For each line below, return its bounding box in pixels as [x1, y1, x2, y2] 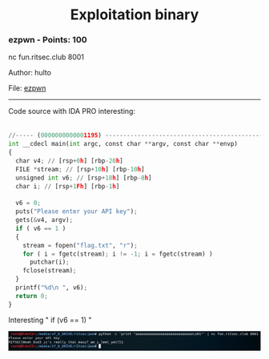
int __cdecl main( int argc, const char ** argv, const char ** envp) [8, 140, 239, 148]
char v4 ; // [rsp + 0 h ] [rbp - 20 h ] [15, 156, 124, 165]
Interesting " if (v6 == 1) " [8, 315, 92, 325]
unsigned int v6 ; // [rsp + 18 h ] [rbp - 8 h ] [15, 174, 152, 182]
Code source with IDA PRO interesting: [8, 107, 136, 116]
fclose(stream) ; [22, 267, 78, 275]
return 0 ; [15, 292, 48, 300]
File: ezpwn [8, 83, 46, 93]
